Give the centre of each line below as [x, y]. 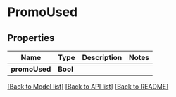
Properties [31, 38]
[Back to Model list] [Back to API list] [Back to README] [88, 87]
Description [102, 58]
